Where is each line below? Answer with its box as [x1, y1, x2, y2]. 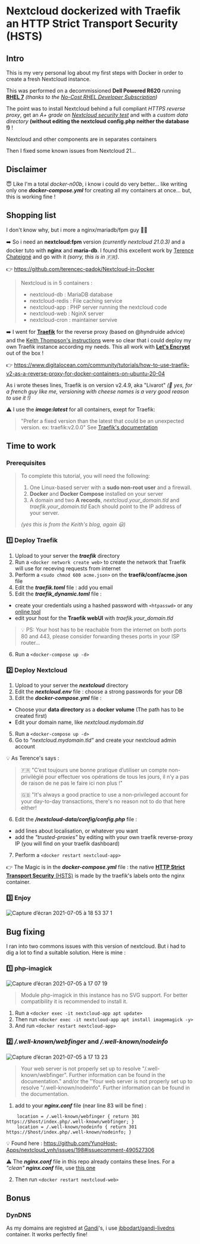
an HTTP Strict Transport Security [6, 17, 179, 30]
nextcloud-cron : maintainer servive [29, 316, 118, 323]
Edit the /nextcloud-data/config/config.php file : [14, 815, 137, 822]
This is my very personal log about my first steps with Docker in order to [6, 69, 183, 76]
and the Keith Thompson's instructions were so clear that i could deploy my [6, 336, 192, 344]
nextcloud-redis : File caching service [29, 297, 123, 304]
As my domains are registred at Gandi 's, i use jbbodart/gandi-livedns [6, 1224, 175, 1231]
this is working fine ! [6, 193, 56, 200]
